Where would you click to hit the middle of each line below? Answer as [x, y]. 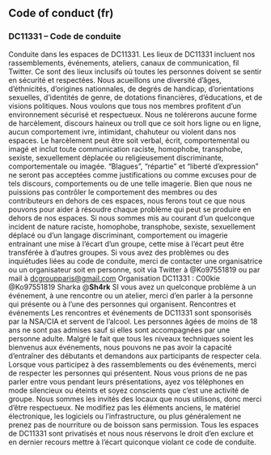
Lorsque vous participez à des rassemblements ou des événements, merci [133, 364]
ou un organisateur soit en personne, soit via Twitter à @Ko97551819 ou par [134, 269]
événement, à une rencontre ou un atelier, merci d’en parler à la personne [131, 295]
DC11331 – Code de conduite [65, 36]
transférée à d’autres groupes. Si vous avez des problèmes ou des [119, 252]
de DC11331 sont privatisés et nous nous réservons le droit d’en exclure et [131, 433]
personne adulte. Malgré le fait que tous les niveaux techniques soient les [131, 338]
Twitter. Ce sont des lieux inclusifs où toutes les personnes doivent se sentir [135, 71]
